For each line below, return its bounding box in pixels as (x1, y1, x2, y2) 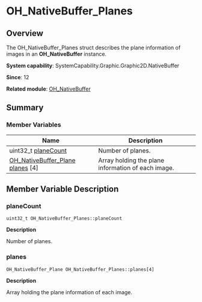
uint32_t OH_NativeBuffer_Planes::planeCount (6, 216, 122, 222)
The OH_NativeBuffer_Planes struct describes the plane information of (6, 44, 181, 51)
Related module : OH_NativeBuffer (6, 85, 91, 92)
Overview (6, 28, 44, 38)
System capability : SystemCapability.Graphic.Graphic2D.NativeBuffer (6, 62, 180, 69)
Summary (6, 103, 44, 113)
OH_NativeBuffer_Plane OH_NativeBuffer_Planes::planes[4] (6, 266, 155, 273)
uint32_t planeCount (9, 146, 67, 154)
